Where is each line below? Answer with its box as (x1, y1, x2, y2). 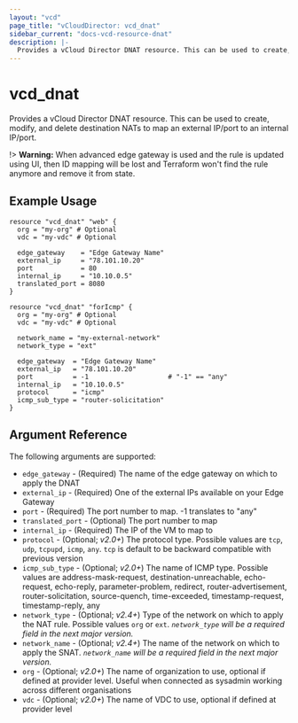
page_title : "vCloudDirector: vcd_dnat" (9, 21, 161, 30)
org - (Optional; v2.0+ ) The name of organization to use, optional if (21, 665, 266, 676)
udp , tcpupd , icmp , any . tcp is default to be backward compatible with (21, 543, 271, 554)
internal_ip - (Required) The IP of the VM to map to (21, 525, 214, 535)
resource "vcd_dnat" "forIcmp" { (9, 302, 133, 311)
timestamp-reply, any (21, 600, 100, 610)
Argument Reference (9, 427, 128, 443)
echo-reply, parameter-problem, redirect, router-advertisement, (54, 581, 287, 592)
